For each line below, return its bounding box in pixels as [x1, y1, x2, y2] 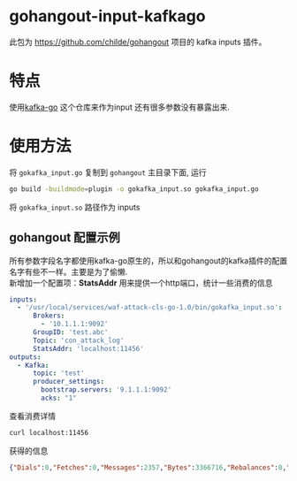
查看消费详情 [9, 410, 56, 421]
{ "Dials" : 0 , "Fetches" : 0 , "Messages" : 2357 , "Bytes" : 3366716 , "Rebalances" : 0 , [9, 462, 287, 472]
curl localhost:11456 [9, 428, 89, 437]
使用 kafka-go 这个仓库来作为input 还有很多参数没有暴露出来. [9, 102, 230, 112]
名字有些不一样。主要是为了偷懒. [9, 266, 128, 277]
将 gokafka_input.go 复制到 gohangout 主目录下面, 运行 [9, 166, 207, 178]
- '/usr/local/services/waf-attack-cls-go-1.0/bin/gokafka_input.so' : [17, 303, 283, 312]
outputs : [9, 352, 42, 362]
